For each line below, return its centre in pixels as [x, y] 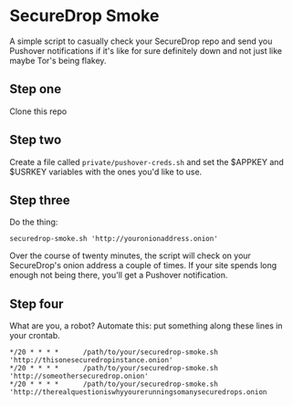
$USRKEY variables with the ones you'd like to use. [106, 172]
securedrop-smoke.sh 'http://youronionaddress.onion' [114, 239]
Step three [40, 200]
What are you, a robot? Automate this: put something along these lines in [146, 326]
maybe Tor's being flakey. [58, 60]
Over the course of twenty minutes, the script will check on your [130, 255]
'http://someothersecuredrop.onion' [79, 376]
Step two [36, 140]
